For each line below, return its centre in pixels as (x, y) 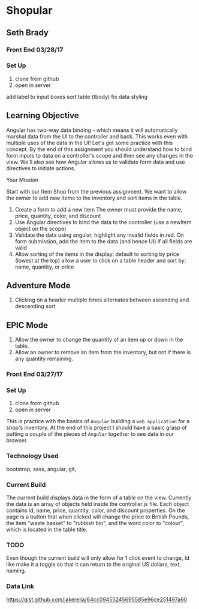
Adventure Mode (38, 286)
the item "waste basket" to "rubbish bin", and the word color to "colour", (95, 523)
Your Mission (22, 180)
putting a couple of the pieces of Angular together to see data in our (90, 434)
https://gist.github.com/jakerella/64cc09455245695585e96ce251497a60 (97, 599)
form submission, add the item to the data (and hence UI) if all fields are (104, 241)
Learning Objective (43, 115)
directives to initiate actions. (41, 168)
